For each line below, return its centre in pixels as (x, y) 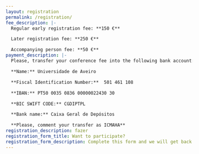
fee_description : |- (31, 23)
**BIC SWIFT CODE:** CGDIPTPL (48, 104)
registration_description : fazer (47, 131)
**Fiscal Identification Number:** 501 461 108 (72, 82)
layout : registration (32, 12)
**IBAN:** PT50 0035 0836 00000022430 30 (63, 93)
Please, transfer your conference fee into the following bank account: (103, 61)
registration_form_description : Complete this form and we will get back (99, 142)
